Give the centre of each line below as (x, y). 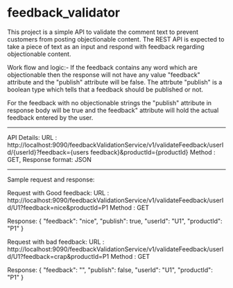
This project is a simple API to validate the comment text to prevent (103, 32)
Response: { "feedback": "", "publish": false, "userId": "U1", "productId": (110, 270)
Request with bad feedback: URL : (56, 242)
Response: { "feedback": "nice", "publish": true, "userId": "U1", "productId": (115, 221)
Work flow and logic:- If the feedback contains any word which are (102, 67)
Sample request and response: (51, 179)
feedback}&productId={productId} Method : (153, 152)
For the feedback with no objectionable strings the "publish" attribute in (110, 102)
